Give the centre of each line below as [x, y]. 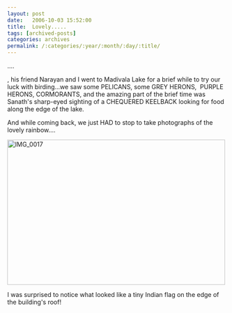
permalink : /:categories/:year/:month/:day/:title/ [84, 46]
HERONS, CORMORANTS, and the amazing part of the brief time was [106, 94]
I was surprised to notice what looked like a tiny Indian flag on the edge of [113, 295]
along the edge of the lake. [46, 109]
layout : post [26, 14]
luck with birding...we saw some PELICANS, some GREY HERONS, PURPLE [116, 87]
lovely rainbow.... [31, 130]
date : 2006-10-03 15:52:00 [49, 20]
